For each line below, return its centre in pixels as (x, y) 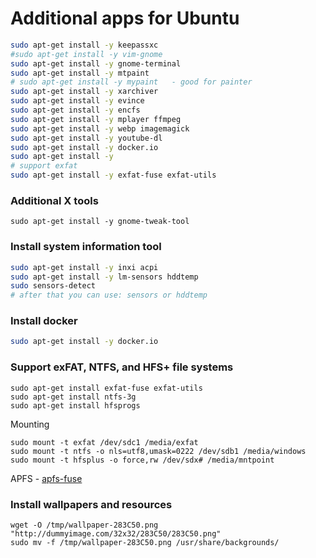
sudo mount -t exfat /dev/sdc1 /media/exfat (104, 442)
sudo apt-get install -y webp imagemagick (100, 128)
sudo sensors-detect (53, 286)
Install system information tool (86, 247)
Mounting (30, 424)
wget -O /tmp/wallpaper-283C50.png (84, 525)
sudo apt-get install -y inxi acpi (84, 267)
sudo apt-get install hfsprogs (75, 405)
